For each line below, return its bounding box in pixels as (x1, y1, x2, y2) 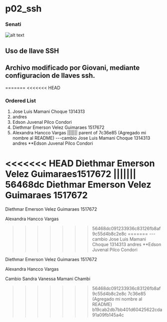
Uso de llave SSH (5, 46, 59, 55)
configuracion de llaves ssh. (5, 71, 95, 80)
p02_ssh (5, 3, 42, 14)
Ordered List (5, 97, 36, 104)
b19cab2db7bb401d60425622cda (92, 307, 162, 313)
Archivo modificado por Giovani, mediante (5, 63, 140, 72)
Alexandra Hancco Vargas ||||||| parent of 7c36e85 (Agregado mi (12, 129, 146, 135)
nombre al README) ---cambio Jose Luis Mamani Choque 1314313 (12, 135, 150, 141)
